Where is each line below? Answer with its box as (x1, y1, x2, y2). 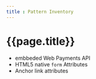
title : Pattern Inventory (6, 8, 74, 15)
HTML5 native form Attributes (14, 60, 88, 68)
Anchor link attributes (14, 67, 68, 74)
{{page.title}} (6, 34, 75, 48)
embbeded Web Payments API (14, 54, 91, 62)
